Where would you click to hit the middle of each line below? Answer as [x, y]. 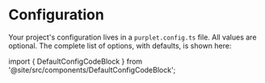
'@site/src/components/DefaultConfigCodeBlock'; [92, 69]
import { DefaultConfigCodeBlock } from [76, 61]
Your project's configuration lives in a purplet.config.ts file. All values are [132, 37]
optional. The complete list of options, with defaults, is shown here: [120, 45]
